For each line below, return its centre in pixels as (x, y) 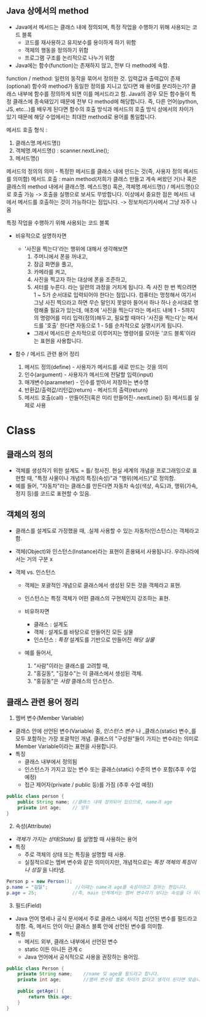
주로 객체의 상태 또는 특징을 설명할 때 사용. (75, 854)
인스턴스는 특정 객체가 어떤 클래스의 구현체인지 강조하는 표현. (97, 598)
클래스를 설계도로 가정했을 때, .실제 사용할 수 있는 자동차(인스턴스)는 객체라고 (107, 530)
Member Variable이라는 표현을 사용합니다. (66, 746)
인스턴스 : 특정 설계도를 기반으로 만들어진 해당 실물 (94, 640)
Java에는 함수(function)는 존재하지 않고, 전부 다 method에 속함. (92, 65)
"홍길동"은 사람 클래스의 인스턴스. (74, 681)
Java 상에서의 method (48, 11)
